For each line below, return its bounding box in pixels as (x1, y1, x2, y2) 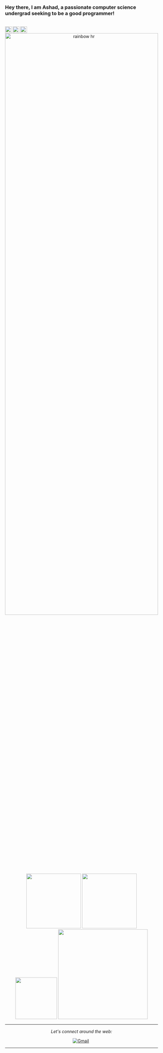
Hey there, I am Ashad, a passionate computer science (5, 4, 136, 11)
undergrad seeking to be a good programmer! (5, 10, 115, 17)
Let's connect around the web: (50, 1029, 113, 1034)
